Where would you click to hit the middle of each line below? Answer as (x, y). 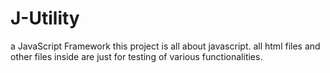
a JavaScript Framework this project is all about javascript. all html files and (165, 46)
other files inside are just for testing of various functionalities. (136, 56)
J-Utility (45, 18)
